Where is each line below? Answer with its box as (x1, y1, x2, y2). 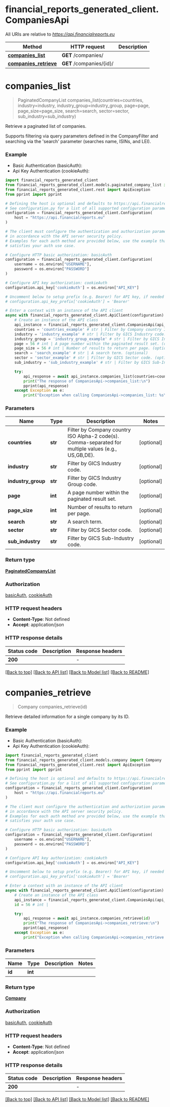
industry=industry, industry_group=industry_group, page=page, (17, 102, 150, 109)
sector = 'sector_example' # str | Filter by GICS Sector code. (14, 355, 153, 361)
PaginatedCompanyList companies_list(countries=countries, (17, 97, 144, 103)
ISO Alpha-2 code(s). (67, 433, 119, 440)
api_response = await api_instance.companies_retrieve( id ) (23, 916, 151, 921)
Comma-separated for (67, 439, 121, 446)
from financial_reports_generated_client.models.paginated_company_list (5, 183, 162, 188)
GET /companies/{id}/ (61, 60, 114, 67)
